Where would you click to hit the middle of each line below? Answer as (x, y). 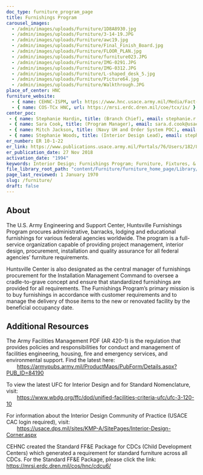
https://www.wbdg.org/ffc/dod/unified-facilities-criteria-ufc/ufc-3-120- (106, 398)
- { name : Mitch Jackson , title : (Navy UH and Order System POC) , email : (104, 130)
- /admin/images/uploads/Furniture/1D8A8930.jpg (74, 29)
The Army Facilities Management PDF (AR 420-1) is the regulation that (94, 341)
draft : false (23, 186)
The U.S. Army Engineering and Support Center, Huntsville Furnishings (94, 225)
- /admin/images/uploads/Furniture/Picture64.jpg (75, 79)
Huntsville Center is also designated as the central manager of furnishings (98, 269)
